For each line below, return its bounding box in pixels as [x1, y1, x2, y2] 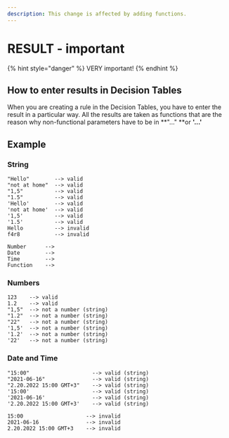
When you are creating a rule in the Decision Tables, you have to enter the [7, 103, 222, 111]
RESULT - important [7, 40, 125, 56]
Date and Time [7, 353, 58, 363]
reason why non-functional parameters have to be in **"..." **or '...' [7, 118, 202, 127]
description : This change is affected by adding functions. [7, 10, 188, 18]
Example [7, 138, 46, 150]
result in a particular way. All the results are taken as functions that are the [7, 111, 223, 119]
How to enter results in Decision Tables [7, 84, 182, 96]
